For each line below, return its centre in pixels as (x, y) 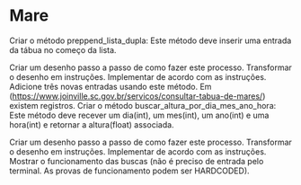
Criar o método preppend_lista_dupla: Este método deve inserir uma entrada (150, 40)
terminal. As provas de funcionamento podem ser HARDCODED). (129, 171)
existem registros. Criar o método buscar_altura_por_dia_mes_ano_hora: (143, 105)
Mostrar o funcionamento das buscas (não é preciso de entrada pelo (137, 161)
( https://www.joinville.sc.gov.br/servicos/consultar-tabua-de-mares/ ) (137, 96)
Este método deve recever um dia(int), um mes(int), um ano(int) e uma (139, 115)
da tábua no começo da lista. (63, 49)
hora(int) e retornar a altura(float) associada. (92, 124)
